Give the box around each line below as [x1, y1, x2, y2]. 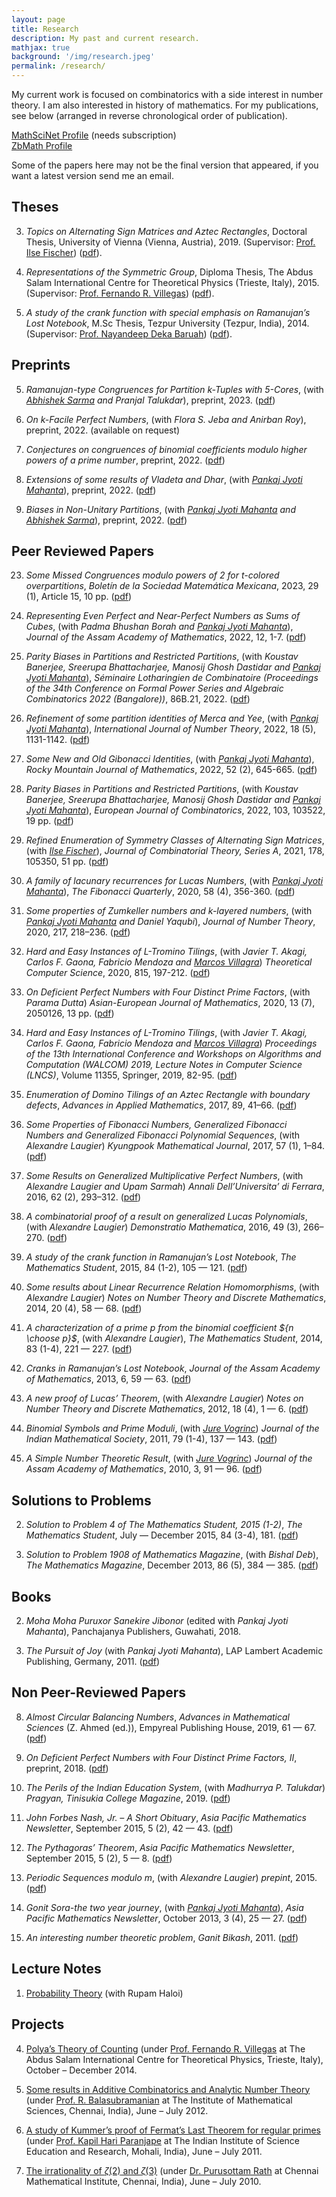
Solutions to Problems [11, 1492, 152, 1509]
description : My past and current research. [11, 33, 200, 43]
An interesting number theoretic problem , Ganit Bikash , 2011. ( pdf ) [25, 1931, 299, 1943]
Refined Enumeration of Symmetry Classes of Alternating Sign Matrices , [25, 834, 325, 846]
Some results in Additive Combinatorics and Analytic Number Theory [25, 2083, 311, 2095]
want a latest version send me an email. [11, 170, 174, 181]
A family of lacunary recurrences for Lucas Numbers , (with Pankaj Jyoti [25, 875, 324, 887]
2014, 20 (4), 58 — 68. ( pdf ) [25, 1302, 143, 1315]
